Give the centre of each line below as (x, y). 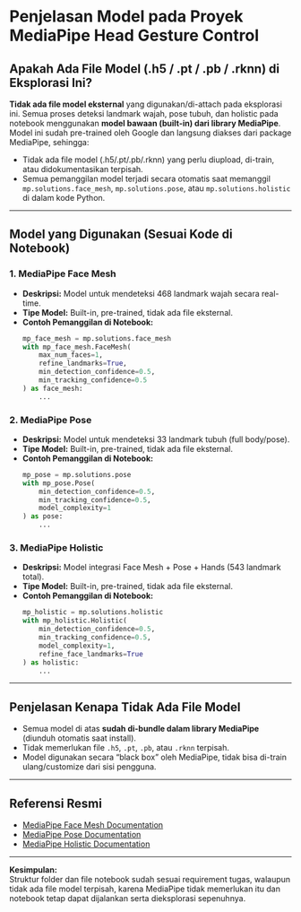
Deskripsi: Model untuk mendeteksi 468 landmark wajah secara (141, 293)
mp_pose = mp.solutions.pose (77, 474)
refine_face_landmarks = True (91, 654)
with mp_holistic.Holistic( (74, 621)
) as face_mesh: (52, 388)
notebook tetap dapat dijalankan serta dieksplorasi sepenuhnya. (128, 899)
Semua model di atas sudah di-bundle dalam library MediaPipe (141, 729)
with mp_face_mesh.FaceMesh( (77, 347)
